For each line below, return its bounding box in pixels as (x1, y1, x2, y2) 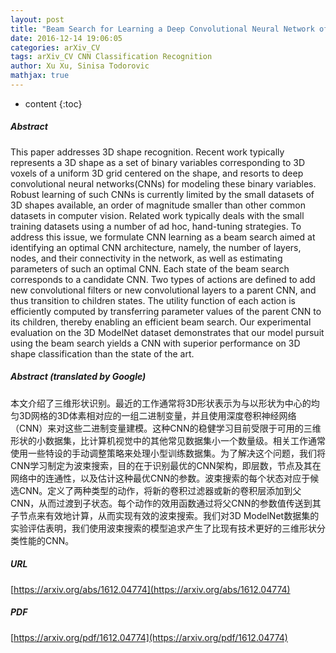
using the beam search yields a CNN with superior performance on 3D (10, 337, 301, 349)
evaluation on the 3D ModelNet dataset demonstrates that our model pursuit (10, 326, 325, 338)
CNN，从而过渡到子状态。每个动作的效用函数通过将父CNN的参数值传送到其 (10, 497, 322, 509)
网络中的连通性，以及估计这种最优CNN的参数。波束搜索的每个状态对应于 (10, 472, 311, 484)
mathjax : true (10, 71, 70, 81)
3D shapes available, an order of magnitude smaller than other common (10, 199, 307, 211)
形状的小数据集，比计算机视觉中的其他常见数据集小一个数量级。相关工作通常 (10, 434, 326, 446)
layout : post (10, 14, 65, 25)
